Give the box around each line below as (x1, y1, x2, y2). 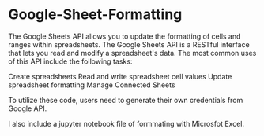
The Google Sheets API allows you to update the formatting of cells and (8, 31, 241, 41)
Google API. (8, 104, 47, 113)
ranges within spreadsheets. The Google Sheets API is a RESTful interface (8, 39, 251, 49)
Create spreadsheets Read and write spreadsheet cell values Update (8, 72, 232, 81)
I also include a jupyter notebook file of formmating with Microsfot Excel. (8, 119, 245, 128)
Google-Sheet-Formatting (8, 6, 183, 24)
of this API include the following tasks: (8, 57, 133, 66)
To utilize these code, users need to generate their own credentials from (8, 95, 243, 105)
